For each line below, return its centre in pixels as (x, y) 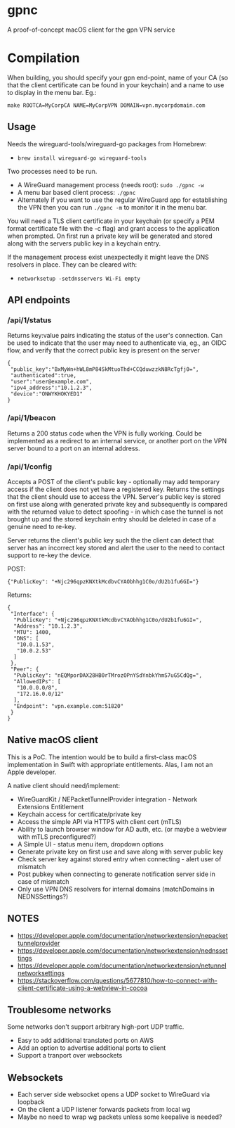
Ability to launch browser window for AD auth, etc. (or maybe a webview (122, 829)
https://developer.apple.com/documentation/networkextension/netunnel (122, 965)
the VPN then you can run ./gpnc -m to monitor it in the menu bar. (112, 207)
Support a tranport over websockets (70, 1056)
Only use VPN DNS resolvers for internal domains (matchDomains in (116, 889)
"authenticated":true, (43, 376)
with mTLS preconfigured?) (57, 837)
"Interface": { (32, 614)
